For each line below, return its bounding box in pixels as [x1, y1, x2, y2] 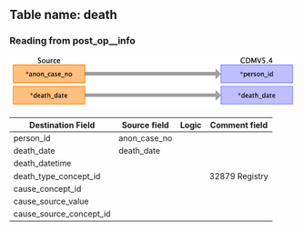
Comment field [209, 119, 269, 130]
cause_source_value [13, 196, 89, 207]
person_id [13, 132, 51, 144]
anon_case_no [117, 132, 173, 144]
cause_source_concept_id [13, 208, 111, 219]
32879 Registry [208, 170, 269, 181]
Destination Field [28, 119, 96, 130]
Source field [121, 119, 170, 130]
